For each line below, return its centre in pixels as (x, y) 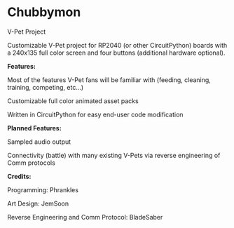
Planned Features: (34, 128)
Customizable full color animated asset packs (73, 101)
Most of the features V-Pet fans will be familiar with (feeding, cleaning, (109, 80)
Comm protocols (32, 163)
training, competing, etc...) (46, 87)
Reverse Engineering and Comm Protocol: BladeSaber (85, 217)
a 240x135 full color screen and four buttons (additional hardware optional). (116, 53)
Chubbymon (44, 12)
